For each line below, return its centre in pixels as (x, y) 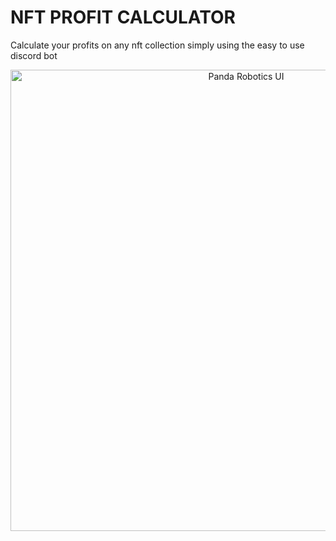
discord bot (34, 55)
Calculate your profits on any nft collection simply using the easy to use (157, 45)
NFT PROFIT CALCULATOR (123, 17)
